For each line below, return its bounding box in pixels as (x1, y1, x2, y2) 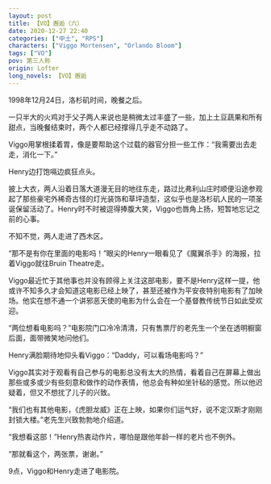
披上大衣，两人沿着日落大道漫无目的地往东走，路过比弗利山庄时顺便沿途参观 (8, 183, 263, 194)
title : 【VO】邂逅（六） (8, 19, 83, 27)
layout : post (8, 11, 52, 20)
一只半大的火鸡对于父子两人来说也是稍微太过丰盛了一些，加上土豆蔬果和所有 (8, 112, 263, 122)
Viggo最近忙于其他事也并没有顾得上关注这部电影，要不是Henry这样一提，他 (8, 275, 261, 285)
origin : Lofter (8, 65, 60, 73)
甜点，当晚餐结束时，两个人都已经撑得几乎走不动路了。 (8, 122, 192, 131)
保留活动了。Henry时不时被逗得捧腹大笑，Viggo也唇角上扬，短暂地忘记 (15, 203, 253, 214)
